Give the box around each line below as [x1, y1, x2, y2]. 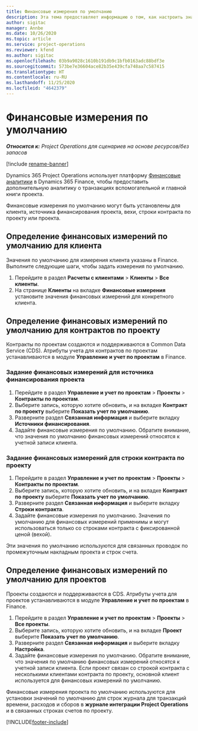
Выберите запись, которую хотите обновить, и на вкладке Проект [14, 627, 182, 634]
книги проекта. [6, 190, 44, 197]
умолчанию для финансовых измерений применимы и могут [14, 518, 169, 525]
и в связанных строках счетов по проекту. [6, 707, 113, 714]
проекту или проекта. [6, 214, 61, 221]
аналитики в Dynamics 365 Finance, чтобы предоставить [6, 178, 149, 185]
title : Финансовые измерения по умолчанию [6, 8, 112, 15]
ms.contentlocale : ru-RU [6, 74, 67, 80]
